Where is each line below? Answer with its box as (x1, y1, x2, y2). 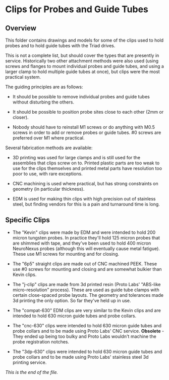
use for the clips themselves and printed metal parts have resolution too (12, 165, 162, 171)
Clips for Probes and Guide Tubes (5, 4, 149, 15)
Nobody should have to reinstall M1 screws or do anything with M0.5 (12, 124, 155, 130)
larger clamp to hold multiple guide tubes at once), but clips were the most (5, 68, 160, 75)
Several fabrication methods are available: (5, 145, 93, 151)
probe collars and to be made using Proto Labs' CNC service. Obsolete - (12, 328, 164, 334)
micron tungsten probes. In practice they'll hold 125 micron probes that (12, 234, 160, 240)
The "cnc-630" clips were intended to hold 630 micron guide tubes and (12, 322, 162, 328)
